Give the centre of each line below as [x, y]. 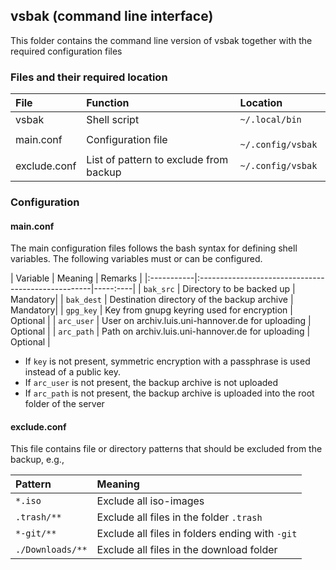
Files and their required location [89, 77]
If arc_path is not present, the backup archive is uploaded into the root [169, 393]
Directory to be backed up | [239, 289]
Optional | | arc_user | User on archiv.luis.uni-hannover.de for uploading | [161, 321]
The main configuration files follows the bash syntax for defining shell [154, 248]
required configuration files [66, 51]
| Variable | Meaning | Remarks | [76, 278]
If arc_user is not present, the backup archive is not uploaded [151, 383]
